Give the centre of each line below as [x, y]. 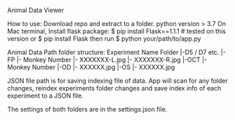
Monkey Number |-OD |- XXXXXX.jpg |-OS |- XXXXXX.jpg [91, 67]
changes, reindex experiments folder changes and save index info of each [114, 88]
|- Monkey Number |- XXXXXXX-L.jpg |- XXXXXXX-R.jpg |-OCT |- [112, 60]
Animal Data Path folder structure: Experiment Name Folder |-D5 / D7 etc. [113, 52]
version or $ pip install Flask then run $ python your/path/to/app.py [104, 39]
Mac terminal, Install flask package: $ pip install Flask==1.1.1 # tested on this [117, 31]
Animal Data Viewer [36, 10]
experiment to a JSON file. [46, 95]
